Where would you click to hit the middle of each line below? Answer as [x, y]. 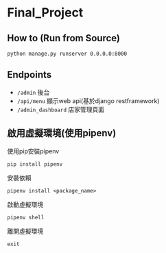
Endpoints [29, 75]
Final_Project [45, 13]
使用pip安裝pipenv [33, 151]
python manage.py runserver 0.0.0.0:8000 [67, 54]
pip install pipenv [35, 164]
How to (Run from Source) [63, 38]
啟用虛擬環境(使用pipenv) [62, 133]
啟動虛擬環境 [25, 204]
